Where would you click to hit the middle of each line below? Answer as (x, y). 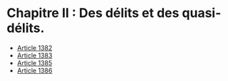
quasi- (202, 13)
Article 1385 (35, 63)
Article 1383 (35, 55)
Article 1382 (35, 48)
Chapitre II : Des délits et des (93, 13)
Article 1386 (35, 70)
